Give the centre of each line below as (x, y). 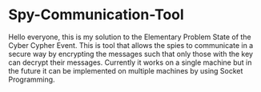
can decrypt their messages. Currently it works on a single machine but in (130, 62)
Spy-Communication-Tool (96, 15)
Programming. (32, 79)
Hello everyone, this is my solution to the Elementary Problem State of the (130, 37)
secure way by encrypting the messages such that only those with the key (131, 54)
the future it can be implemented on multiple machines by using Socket (126, 70)
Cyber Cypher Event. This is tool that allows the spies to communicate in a (131, 45)
